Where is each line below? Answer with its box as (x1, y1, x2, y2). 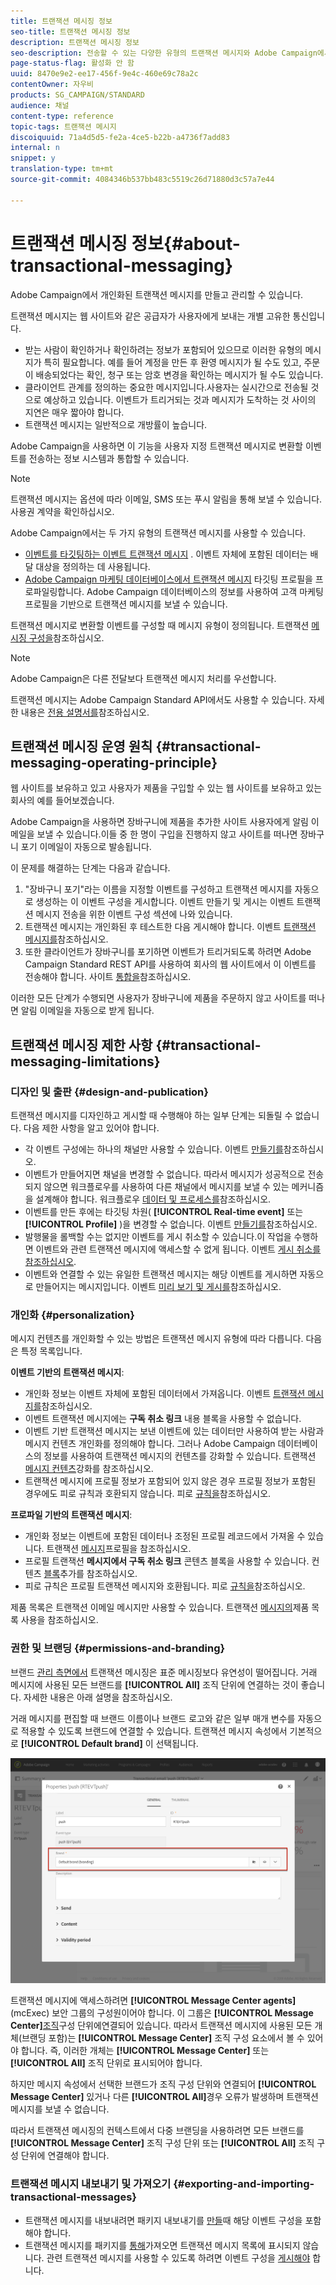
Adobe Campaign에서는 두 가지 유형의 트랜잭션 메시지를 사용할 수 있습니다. (10, 526, 306, 539)
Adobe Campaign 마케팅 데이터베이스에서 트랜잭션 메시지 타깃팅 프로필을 (24, 573, 313, 585)
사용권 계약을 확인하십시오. (10, 505, 115, 517)
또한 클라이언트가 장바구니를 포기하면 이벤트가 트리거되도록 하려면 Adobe (24, 946, 312, 958)
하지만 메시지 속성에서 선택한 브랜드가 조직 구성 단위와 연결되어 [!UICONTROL (10, 2078, 317, 2090)
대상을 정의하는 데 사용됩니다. (35, 560, 151, 572)
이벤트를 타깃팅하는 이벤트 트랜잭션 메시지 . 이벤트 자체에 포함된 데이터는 (24, 548, 308, 560)
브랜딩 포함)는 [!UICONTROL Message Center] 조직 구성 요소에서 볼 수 (21, 2032, 305, 2044)
